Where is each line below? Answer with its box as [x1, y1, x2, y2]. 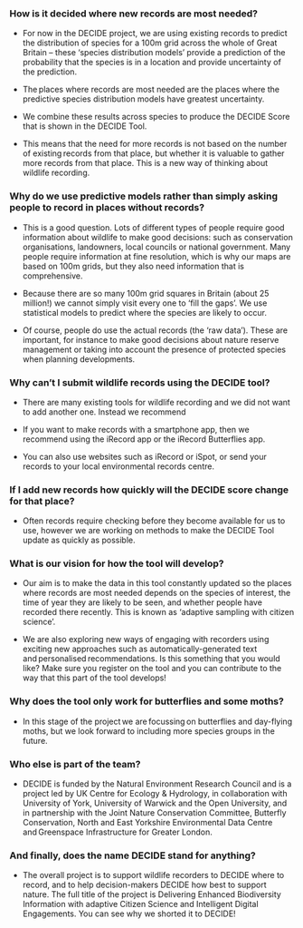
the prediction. [22, 66, 78, 77]
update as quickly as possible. [22, 534, 136, 546]
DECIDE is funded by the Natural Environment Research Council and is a [22, 778, 292, 789]
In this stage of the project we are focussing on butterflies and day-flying [22, 716, 292, 727]
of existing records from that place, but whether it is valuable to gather [22, 148, 285, 159]
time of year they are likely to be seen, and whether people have [22, 597, 262, 608]
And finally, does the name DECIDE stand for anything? [9, 849, 256, 862]
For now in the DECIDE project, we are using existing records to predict [22, 28, 288, 39]
